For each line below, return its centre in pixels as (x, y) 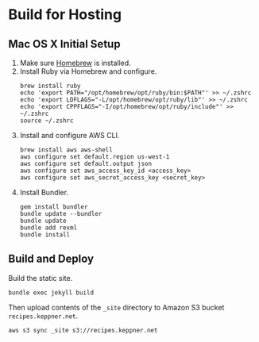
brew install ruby (50, 86)
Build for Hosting (65, 15)
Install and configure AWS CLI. (70, 135)
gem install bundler (54, 207)
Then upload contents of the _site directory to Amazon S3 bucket (116, 307)
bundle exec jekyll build (51, 292)
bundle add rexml (48, 228)
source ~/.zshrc (46, 121)
